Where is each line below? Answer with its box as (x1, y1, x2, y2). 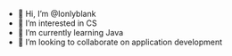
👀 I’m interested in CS (17, 18, 98, 28)
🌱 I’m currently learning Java (17, 28, 124, 37)
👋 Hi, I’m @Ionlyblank (17, 9, 96, 19)
